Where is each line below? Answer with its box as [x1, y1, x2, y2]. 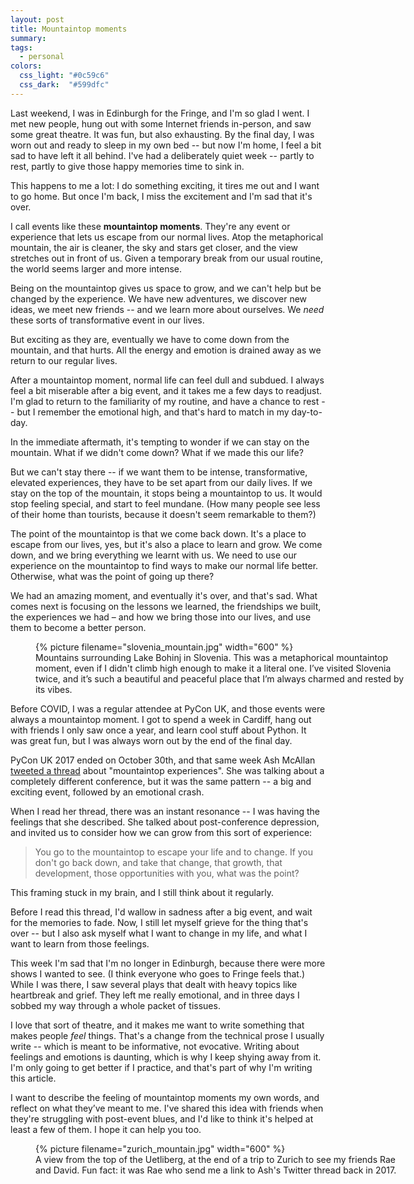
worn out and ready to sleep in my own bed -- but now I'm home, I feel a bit [10, 139, 322, 151]
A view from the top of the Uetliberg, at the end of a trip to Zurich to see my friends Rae [35, 1153, 396, 1165]
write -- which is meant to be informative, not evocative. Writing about [10, 1040, 300, 1052]
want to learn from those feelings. [10, 937, 150, 950]
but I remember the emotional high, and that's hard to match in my [16, 406, 290, 418]
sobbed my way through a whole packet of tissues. [10, 999, 221, 1011]
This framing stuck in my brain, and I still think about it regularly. [10, 886, 275, 898]
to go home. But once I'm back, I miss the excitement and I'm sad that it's [10, 190, 313, 202]
